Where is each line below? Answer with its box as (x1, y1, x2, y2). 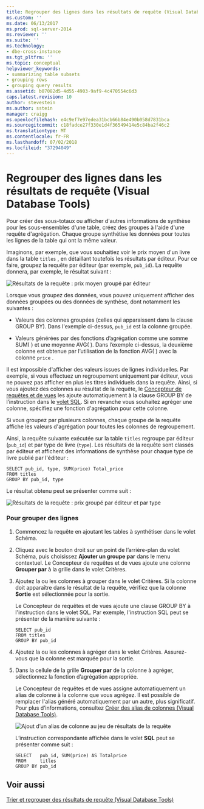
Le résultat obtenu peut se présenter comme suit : (6, 487, 132, 494)
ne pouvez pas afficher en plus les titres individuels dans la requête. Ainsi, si (6, 378, 197, 386)
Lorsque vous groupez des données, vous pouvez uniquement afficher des (6, 291, 194, 299)
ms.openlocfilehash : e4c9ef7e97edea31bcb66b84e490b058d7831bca (6, 116, 170, 122)
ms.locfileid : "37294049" (6, 144, 72, 151)
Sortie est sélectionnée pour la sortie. (15, 590, 110, 598)
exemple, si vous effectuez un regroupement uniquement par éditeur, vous (6, 372, 193, 380)
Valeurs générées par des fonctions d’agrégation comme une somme (15, 334, 188, 342)
